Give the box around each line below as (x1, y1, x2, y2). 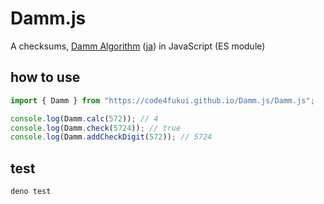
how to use (10, 69, 81, 86)
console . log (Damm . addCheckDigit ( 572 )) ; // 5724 (10, 132, 213, 142)
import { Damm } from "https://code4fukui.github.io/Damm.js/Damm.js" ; (10, 95, 315, 106)
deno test (10, 187, 52, 197)
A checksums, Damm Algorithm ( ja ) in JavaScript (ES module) (10, 40, 266, 52)
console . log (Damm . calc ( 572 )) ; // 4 (10, 113, 159, 124)
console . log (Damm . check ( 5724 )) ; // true (10, 123, 182, 133)
